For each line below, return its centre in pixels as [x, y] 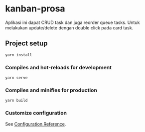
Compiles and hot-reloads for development [59, 67]
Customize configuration [36, 113]
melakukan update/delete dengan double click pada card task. [69, 27]
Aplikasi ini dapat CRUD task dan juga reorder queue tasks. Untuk [72, 22]
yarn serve [16, 78]
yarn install [19, 55]
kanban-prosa [35, 9]
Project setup [27, 44]
